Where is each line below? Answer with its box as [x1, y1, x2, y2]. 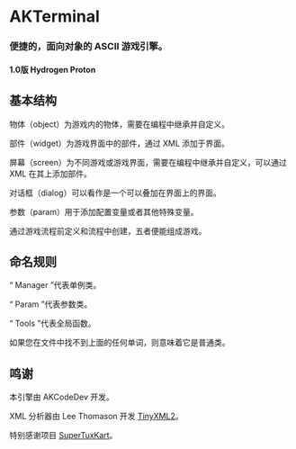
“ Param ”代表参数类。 [9, 299, 93, 310]
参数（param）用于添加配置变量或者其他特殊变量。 [9, 206, 199, 217]
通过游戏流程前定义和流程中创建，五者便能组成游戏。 [9, 225, 207, 236]
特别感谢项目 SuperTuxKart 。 [9, 430, 118, 441]
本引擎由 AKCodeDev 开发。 [9, 391, 114, 402]
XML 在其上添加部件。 [9, 168, 93, 179]
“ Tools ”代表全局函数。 [9, 318, 96, 329]
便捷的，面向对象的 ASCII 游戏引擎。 [9, 40, 168, 53]
